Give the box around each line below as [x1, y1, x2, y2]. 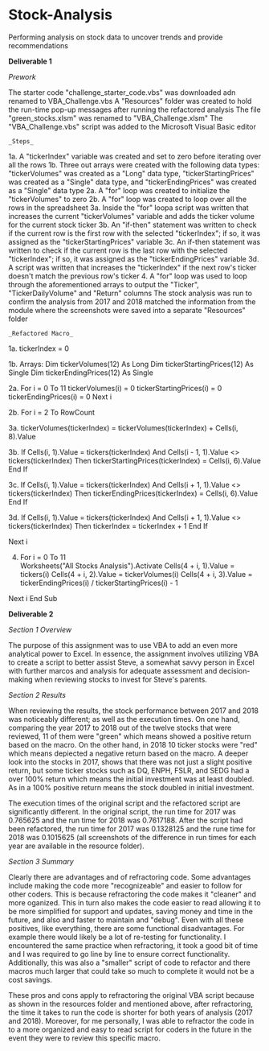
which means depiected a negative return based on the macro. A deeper [8, 748, 249, 758]
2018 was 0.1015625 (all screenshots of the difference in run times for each [8, 832, 257, 842]
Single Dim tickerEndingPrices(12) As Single [8, 368, 154, 377]
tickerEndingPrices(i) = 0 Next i [8, 392, 112, 402]
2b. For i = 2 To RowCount [8, 407, 95, 417]
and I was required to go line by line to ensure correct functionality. [8, 949, 230, 958]
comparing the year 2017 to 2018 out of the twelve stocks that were [8, 723, 232, 732]
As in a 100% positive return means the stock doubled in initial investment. [8, 782, 255, 792]
